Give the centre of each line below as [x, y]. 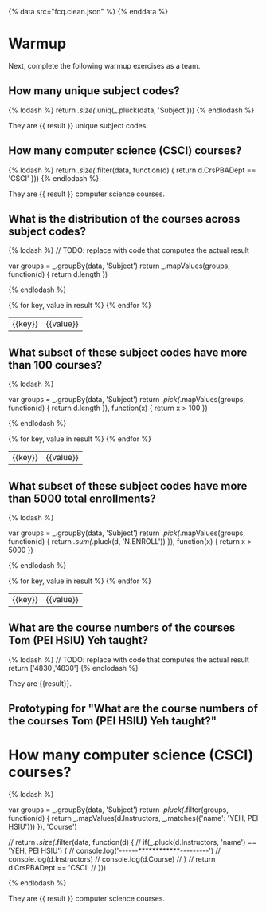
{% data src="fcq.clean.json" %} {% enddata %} [88, 12]
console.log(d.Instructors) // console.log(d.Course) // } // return [112, 859]
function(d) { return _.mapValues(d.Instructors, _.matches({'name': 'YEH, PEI [133, 818]
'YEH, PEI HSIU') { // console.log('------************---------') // [115, 851]
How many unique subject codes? [94, 91]
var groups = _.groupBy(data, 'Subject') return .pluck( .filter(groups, [119, 810]
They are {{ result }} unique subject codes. [78, 125]
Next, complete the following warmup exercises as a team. [104, 65]
